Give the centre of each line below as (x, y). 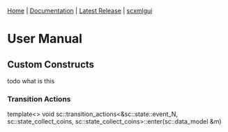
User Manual (45, 39)
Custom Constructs (51, 64)
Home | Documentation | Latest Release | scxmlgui (80, 11)
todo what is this (31, 81)
